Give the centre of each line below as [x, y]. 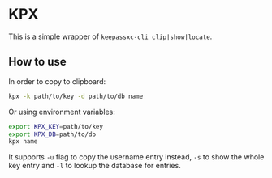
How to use [37, 62]
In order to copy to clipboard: [57, 81]
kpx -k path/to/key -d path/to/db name [76, 96]
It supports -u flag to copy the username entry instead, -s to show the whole [136, 157]
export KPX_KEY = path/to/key [56, 126]
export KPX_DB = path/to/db [52, 134]
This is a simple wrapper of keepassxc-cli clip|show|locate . [110, 36]
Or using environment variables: [62, 112]
